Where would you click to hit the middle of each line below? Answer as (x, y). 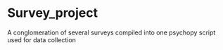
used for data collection (42, 39)
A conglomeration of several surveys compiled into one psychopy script (111, 32)
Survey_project (53, 13)
